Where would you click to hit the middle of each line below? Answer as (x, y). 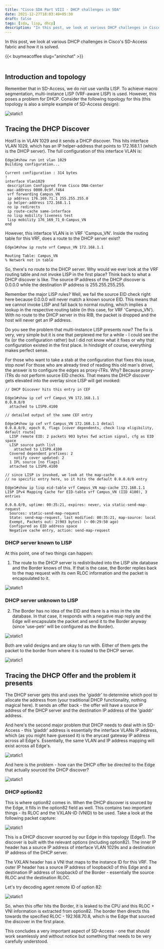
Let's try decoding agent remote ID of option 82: (54, 887)
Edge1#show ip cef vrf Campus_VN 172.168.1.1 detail (60, 423)
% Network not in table (29, 260)
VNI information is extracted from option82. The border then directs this (77, 911)
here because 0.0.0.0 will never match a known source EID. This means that (81, 299)
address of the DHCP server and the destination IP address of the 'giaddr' (79, 710)
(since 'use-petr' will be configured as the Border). (63, 627)
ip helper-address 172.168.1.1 (39, 203)
